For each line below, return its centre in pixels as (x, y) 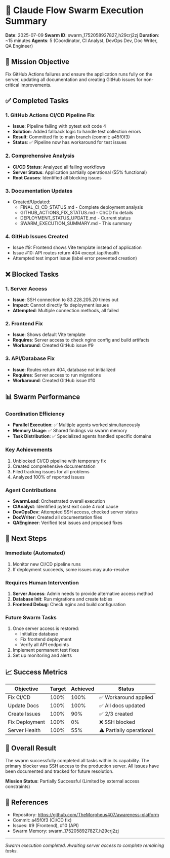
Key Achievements (29, 450)
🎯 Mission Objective (37, 62)
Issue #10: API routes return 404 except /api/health (66, 253)
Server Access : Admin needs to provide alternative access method (83, 593)
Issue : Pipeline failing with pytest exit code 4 (59, 126)
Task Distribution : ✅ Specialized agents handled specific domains (82, 436)
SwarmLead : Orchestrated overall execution (59, 501)
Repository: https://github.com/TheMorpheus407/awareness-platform (86, 814)
